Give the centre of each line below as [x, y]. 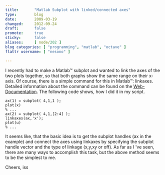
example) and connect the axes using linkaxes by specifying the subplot [79, 141]
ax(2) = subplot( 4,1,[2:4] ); [38, 114]
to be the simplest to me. [31, 157]
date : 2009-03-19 [31, 19]
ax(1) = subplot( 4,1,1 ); [33, 100]
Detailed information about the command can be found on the [69, 86]
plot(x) [13, 105]
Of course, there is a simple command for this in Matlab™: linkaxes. [84, 81]
